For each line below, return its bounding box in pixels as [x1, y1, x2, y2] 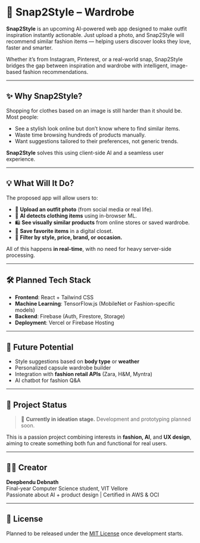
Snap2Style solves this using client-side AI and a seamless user [6, 149, 164, 156]
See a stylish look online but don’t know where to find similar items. [14, 125, 180, 132]
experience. [6, 155, 36, 163]
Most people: [6, 113, 39, 120]
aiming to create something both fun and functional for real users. [6, 440, 168, 446]
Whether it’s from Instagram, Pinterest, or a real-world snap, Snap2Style [6, 55, 183, 63]
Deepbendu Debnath [6, 478, 59, 485]
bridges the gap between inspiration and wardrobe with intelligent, [6, 62, 170, 69]
